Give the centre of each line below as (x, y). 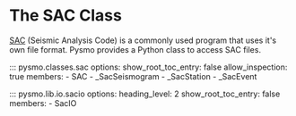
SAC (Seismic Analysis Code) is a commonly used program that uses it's (143, 40)
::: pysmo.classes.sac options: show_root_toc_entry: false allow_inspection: (148, 67)
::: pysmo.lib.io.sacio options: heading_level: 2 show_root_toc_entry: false (145, 94)
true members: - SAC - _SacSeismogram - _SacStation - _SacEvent (133, 76)
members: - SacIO (43, 103)
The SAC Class (66, 16)
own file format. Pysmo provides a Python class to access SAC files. (135, 49)
